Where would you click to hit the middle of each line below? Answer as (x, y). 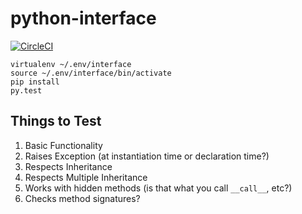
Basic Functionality (63, 145)
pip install (35, 82)
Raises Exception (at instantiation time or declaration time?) (147, 156)
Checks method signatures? (82, 198)
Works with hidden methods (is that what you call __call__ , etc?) (158, 188)
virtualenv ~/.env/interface (71, 64)
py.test (26, 90)
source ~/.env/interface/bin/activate (91, 73)
